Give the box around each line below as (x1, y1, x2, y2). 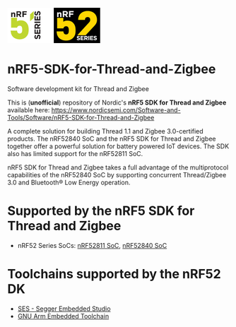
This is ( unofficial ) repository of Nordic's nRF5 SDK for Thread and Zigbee (7, 98, 227, 107)
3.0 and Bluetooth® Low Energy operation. (7, 178, 131, 186)
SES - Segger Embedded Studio (17, 304, 111, 313)
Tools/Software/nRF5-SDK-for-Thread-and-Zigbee (7, 113, 155, 121)
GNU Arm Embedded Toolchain (17, 311, 110, 320)
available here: (7, 105, 50, 114)
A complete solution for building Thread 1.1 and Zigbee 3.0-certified (7, 126, 203, 135)
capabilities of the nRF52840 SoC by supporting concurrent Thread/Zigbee (7, 170, 227, 179)
